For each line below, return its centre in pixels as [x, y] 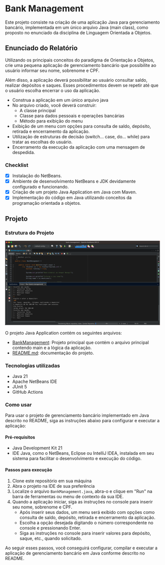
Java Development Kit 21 [37, 448]
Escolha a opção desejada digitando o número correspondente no [86, 523]
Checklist [17, 165]
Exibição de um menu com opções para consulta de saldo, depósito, [82, 126]
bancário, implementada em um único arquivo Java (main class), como [77, 27]
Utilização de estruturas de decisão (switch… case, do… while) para [81, 136]
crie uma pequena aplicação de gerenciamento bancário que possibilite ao [81, 65]
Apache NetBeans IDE [35, 381]
